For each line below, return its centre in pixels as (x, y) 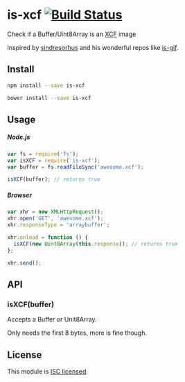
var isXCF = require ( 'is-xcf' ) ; (54, 160)
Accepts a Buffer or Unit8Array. (52, 319)
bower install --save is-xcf (49, 98)
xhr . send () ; (24, 263)
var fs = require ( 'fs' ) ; (43, 154)
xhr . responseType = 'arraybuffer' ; (59, 225)
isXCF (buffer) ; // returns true (54, 180)
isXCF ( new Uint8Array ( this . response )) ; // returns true (96, 244)
